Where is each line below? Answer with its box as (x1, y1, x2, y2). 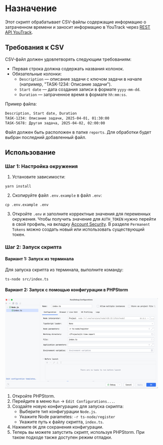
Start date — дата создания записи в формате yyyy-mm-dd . (19, 86, 141, 92)
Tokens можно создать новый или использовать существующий (12, 226, 145, 232)
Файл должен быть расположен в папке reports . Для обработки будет (5, 129, 151, 135)
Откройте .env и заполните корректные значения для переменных (12, 211, 151, 217)
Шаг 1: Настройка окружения (5, 163, 78, 170)
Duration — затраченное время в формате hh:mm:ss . (19, 91, 127, 97)
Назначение (5, 3, 57, 14)
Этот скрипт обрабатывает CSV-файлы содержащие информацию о (5, 19, 147, 25)
